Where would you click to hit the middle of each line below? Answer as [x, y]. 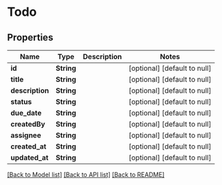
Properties [30, 37]
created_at [29, 146]
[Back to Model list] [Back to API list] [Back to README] [86, 175]
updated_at [30, 157]
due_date [26, 113]
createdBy [28, 124]
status [21, 102]
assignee [26, 135]
